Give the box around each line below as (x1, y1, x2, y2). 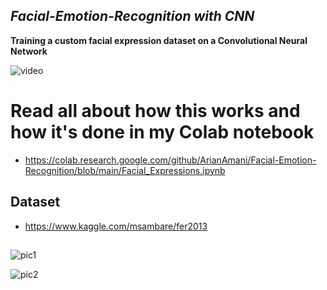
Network (10, 45, 48, 57)
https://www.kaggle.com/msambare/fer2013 (24, 220, 208, 232)
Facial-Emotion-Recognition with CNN (10, 8, 255, 25)
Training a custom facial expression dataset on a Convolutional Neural (10, 34, 308, 46)
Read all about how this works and (10, 100, 301, 122)
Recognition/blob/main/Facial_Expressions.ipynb (24, 164, 226, 176)
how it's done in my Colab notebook (10, 121, 315, 143)
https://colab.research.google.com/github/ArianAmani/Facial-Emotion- (24, 154, 317, 166)
